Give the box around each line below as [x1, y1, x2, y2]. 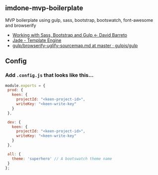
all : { [7, 151, 21, 157]
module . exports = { [5, 83, 46, 88]
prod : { [7, 88, 23, 93]
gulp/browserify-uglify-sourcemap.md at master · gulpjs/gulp [12, 42, 138, 49]
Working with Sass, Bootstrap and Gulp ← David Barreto [12, 32, 128, 38]
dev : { [7, 119, 21, 124]
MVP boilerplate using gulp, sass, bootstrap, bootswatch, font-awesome [5, 17, 153, 23]
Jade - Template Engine [12, 37, 62, 43]
